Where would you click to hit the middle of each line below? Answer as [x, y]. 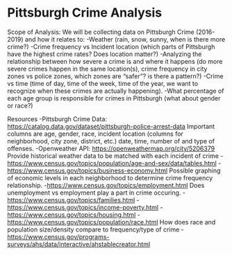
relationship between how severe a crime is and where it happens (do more [115, 61]
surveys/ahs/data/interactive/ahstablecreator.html [79, 244]
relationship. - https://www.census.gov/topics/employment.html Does [106, 185]
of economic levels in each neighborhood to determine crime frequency [110, 177]
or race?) [20, 105]
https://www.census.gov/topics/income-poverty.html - [85, 207]
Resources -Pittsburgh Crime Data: [57, 118]
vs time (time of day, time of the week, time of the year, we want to [103, 83]
